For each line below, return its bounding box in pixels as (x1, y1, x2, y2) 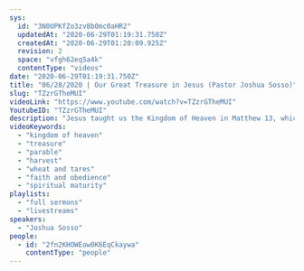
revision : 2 (17, 47, 63, 56)
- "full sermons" (17, 198, 83, 208)
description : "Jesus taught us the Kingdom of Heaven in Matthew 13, (9, 114, 278, 123)
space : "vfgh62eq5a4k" (17, 55, 103, 64)
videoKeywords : (9, 123, 67, 132)
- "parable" (17, 147, 63, 156)
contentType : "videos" (17, 64, 103, 73)
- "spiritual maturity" (17, 182, 107, 191)
